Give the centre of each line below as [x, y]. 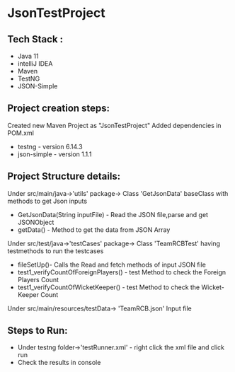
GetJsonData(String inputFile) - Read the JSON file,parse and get [113, 214]
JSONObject [36, 222]
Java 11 [28, 56]
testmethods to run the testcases [56, 251]
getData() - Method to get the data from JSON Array [94, 229]
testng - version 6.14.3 [50, 146]
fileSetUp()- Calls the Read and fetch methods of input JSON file [112, 265]
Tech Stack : [35, 39]
